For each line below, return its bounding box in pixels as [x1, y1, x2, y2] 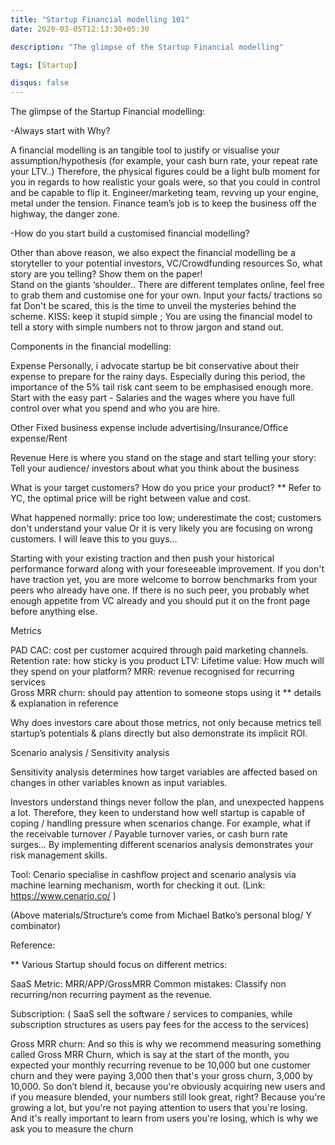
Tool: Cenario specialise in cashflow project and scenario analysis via [10, 869, 297, 881]
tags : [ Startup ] [10, 60, 78, 70]
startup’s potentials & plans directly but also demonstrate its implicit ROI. [10, 727, 308, 740]
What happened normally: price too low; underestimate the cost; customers [10, 512, 322, 524]
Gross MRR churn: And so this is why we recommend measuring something [10, 1038, 322, 1050]
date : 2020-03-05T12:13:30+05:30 [10, 24, 150, 34]
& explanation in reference [10, 697, 119, 710]
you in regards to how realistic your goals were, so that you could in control [10, 176, 321, 188]
